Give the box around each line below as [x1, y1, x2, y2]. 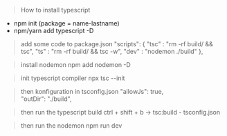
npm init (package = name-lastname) [13, 19, 120, 27]
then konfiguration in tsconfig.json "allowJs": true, [20, 88, 164, 95]
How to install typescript [20, 6, 91, 14]
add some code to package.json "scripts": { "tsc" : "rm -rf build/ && [20, 40, 213, 48]
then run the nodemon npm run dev [20, 122, 122, 130]
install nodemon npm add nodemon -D [20, 61, 131, 68]
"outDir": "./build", [20, 95, 72, 103]
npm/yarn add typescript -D [13, 27, 94, 35]
